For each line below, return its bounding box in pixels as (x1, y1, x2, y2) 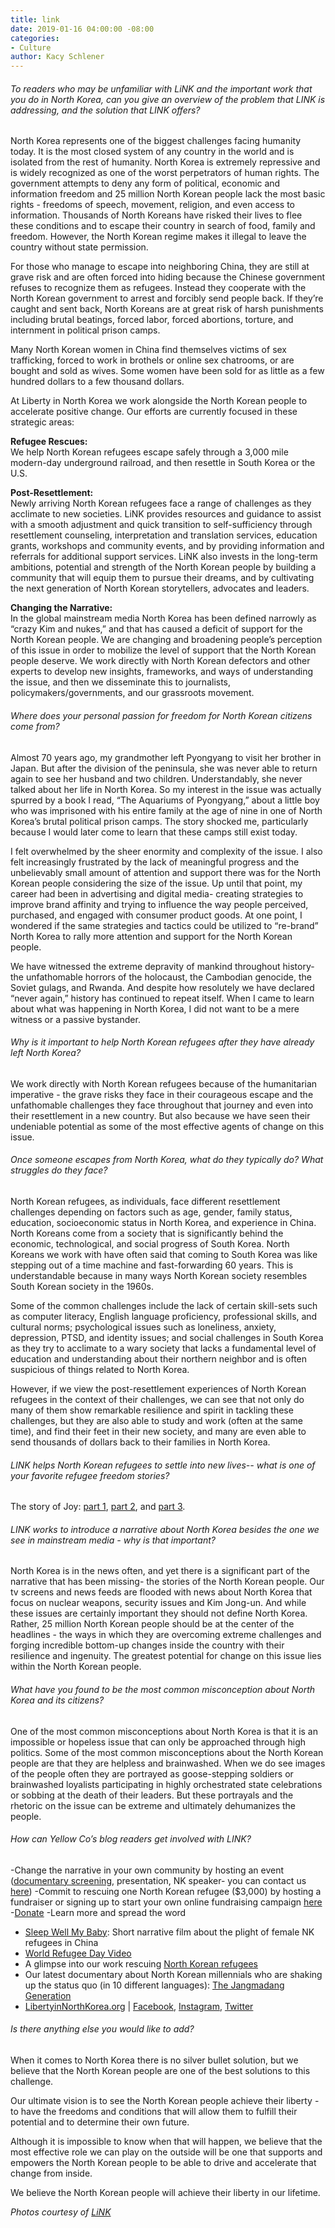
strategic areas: (10, 416, 75, 428)
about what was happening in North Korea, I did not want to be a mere (10, 1002, 300, 1015)
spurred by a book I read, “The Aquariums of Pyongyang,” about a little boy (10, 794, 320, 806)
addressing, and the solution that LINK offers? (10, 104, 201, 116)
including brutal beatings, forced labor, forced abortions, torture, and (10, 314, 294, 326)
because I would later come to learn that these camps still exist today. (10, 826, 298, 838)
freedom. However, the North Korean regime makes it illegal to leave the (10, 231, 307, 243)
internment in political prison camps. (10, 324, 161, 336)
